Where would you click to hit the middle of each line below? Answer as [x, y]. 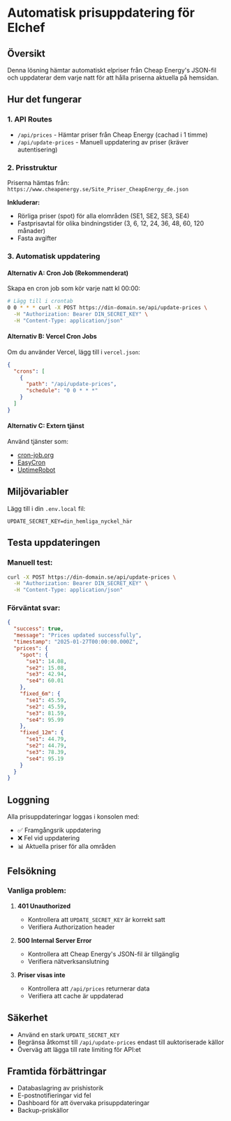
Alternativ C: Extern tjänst [46, 426]
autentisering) [37, 149]
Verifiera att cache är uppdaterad [75, 995]
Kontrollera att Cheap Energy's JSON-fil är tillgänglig [104, 953]
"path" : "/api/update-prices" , [71, 384]
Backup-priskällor [43, 1111]
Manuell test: [30, 563]
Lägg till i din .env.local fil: [46, 508]
